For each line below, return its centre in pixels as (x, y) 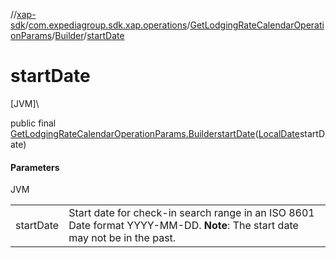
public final (33, 123)
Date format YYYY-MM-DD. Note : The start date (183, 226)
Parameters (35, 167)
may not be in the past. (122, 238)
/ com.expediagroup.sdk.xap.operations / (107, 25)
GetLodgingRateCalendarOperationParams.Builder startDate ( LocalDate (155, 133)
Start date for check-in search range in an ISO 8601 (191, 213)
